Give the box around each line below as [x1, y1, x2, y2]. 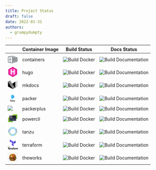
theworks [22, 155, 42, 161]
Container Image [22, 46, 59, 52]
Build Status [65, 46, 93, 52]
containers [22, 56, 45, 63]
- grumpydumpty [10, 30, 42, 35]
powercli [22, 116, 40, 122]
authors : [5, 25, 24, 30]
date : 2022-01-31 [5, 19, 42, 24]
